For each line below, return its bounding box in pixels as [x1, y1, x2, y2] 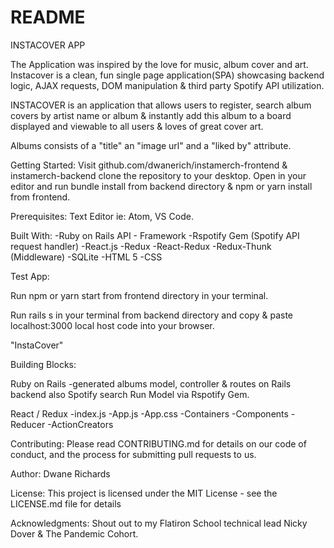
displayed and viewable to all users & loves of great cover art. [10, 120, 264, 132]
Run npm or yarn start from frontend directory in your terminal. [10, 289, 269, 301]
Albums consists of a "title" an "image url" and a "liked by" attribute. [10, 139, 292, 151]
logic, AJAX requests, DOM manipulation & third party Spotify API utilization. [10, 79, 325, 91]
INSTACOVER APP [10, 39, 86, 51]
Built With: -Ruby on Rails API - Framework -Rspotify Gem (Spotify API [10, 229, 300, 241]
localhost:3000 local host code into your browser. [10, 319, 215, 331]
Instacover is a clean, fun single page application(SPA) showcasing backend [10, 69, 325, 81]
